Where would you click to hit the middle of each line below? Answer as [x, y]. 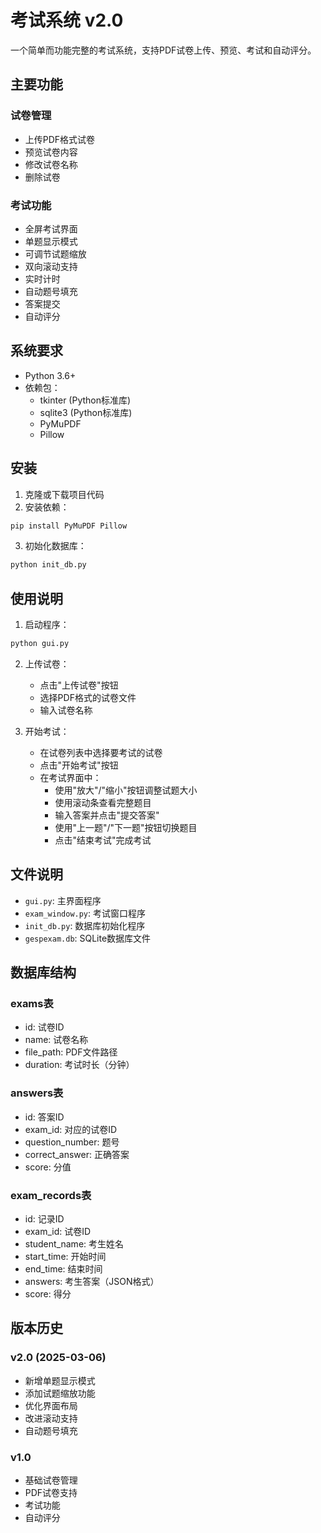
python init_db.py [48, 565]
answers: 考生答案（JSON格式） [92, 1282]
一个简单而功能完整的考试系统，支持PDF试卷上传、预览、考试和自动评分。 [163, 50]
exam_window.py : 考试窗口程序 [85, 913]
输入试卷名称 [66, 710]
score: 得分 [48, 1294]
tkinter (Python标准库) [85, 400]
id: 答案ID [44, 1117]
